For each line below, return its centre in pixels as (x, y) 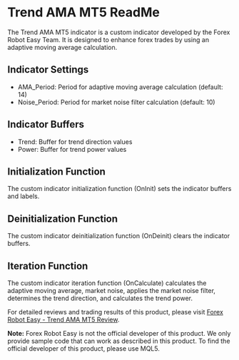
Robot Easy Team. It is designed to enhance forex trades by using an (108, 39)
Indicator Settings (48, 70)
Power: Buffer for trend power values (72, 149)
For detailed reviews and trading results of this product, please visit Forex (115, 312)
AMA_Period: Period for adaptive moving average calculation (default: (120, 87)
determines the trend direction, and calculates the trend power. (100, 298)
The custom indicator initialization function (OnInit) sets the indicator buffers (119, 189)
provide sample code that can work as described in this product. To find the (119, 341)
